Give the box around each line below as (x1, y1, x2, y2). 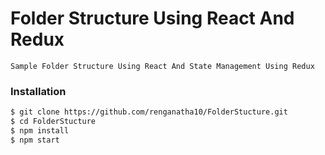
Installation (10, 84, 67, 98)
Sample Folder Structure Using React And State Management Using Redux (10, 61, 315, 71)
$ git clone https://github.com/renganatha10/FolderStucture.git (10, 107, 288, 117)
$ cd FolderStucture (10, 117, 97, 127)
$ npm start (10, 135, 60, 145)
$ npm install (10, 125, 70, 136)
